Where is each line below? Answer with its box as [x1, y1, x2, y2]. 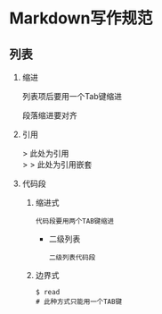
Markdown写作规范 [9, 8, 153, 29]
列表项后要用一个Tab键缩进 [21, 91, 123, 101]
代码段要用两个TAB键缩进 [35, 216, 114, 225]
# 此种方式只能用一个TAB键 [35, 297, 123, 306]
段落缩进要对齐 [21, 110, 77, 121]
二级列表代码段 [48, 253, 96, 262]
